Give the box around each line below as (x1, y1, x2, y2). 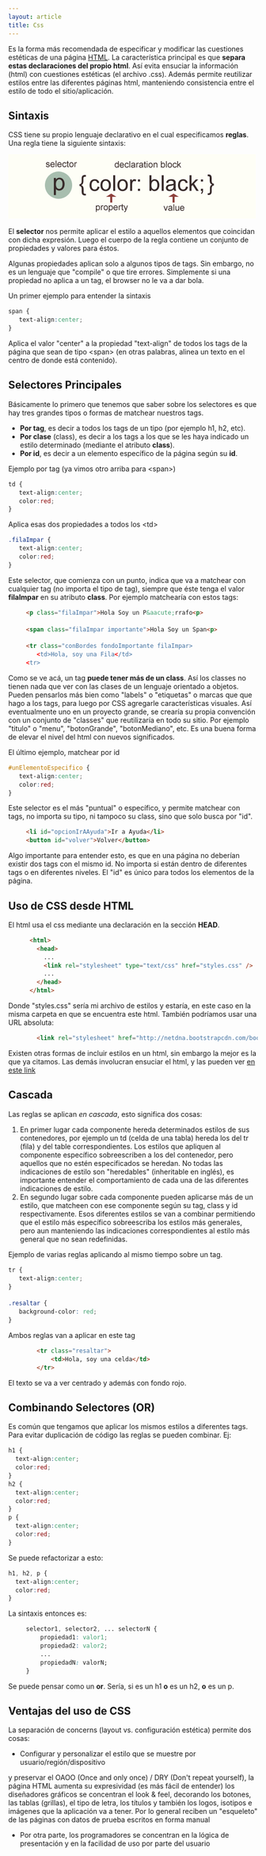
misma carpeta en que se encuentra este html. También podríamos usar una (8, 1010, 257, 1019)
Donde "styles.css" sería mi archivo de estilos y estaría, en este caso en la (8, 1001, 252, 1010)
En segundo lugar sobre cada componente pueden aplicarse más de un (19, 1192, 253, 1202)
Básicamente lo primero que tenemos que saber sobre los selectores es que (8, 399, 257, 408)
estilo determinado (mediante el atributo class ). (19, 440, 176, 450)
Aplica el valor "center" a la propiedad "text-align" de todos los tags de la (8, 338, 248, 348)
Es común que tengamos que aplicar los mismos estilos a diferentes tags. (8, 1422, 248, 1432)
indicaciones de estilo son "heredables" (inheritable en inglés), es (19, 1167, 235, 1176)
